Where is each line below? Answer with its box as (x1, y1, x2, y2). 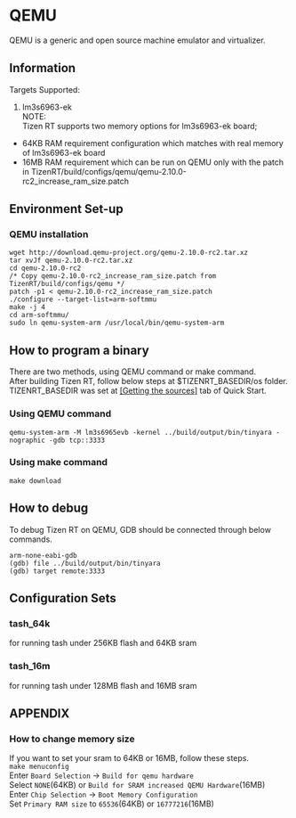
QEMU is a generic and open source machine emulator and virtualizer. (9, 35, 266, 45)
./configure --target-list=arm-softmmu (9, 295, 157, 304)
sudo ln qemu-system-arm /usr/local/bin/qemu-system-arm (9, 318, 225, 328)
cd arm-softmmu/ (9, 311, 69, 320)
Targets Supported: (9, 84, 80, 94)
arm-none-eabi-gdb (9, 551, 77, 560)
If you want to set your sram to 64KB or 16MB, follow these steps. (9, 753, 249, 764)
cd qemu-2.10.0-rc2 (9, 264, 82, 273)
